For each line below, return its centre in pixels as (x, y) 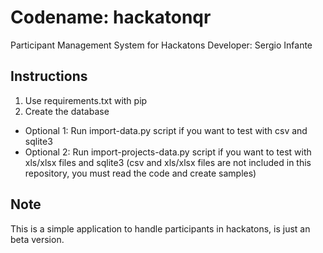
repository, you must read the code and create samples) (140, 173)
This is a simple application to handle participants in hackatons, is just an (160, 228)
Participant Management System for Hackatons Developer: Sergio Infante (161, 45)
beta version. (37, 239)
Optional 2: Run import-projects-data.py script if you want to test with (168, 152)
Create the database (67, 111)
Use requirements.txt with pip (86, 100)
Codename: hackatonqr (111, 17)
